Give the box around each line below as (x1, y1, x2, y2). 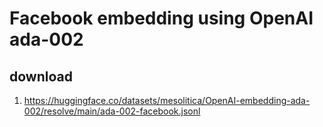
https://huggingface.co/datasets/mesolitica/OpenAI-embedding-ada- (23, 95, 311, 106)
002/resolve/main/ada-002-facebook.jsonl (23, 105, 201, 117)
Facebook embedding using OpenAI (9, 7, 314, 30)
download (9, 68, 73, 85)
